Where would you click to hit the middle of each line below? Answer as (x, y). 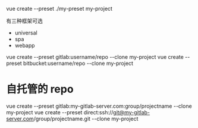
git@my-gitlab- (131, 112)
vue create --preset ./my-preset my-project (59, 9)
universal (26, 33)
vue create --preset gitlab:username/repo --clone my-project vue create (95, 57)
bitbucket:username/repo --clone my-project (78, 63)
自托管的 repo (40, 89)
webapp (25, 45)
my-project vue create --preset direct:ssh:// (60, 112)
